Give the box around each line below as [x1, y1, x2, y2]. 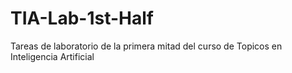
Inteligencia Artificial [10, 50, 95, 62]
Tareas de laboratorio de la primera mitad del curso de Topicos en [10, 40, 283, 52]
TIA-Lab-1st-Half [10, 7, 154, 30]
